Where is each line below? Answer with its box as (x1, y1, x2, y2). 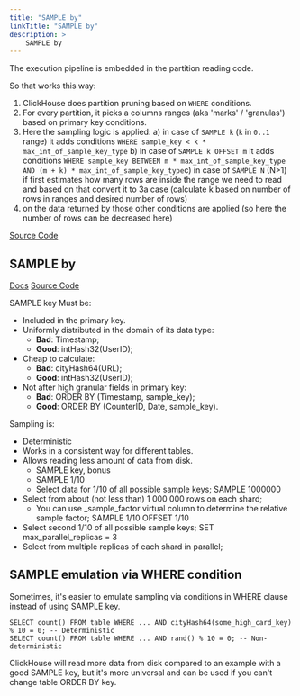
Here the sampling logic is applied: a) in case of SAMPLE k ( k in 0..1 (22, 127, 270, 138)
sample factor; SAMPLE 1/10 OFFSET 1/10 (35, 512, 189, 523)
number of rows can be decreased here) (22, 212, 173, 223)
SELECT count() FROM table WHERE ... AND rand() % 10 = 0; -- (9, 634, 248, 643)
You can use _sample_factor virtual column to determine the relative (35, 503, 288, 514)
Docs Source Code (9, 280, 79, 291)
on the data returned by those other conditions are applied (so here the (22, 203, 286, 214)
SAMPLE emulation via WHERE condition (9, 567, 242, 583)
